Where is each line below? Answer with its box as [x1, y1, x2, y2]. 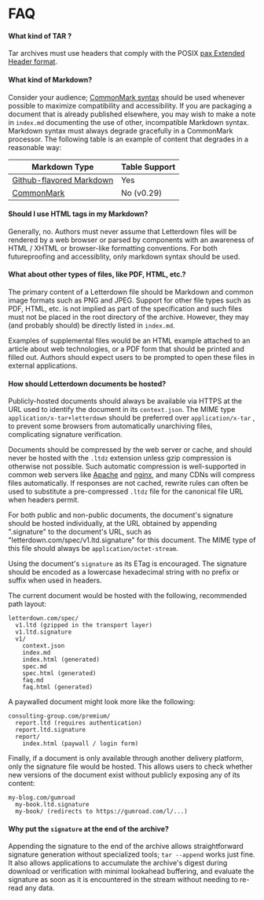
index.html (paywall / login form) [22, 740, 139, 748]
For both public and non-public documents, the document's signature [8, 510, 233, 520]
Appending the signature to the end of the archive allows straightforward [8, 842, 244, 851]
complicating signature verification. [8, 430, 123, 439]
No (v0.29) [120, 187, 163, 198]
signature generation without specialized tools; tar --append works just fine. [8, 850, 255, 859]
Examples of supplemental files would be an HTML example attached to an [8, 336, 251, 345]
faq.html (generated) [22, 683, 93, 692]
